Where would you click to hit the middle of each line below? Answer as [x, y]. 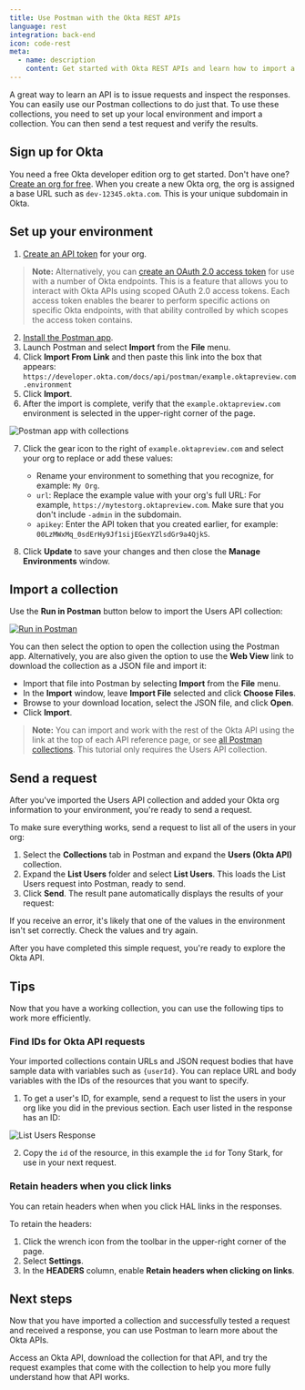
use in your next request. [69, 1162]
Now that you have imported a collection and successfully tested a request [150, 1321]
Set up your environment [81, 232]
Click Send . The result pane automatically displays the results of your [153, 894]
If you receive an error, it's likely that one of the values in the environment [147, 921]
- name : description [56, 60]
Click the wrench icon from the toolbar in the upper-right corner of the [154, 1241]
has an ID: [41, 1118]
